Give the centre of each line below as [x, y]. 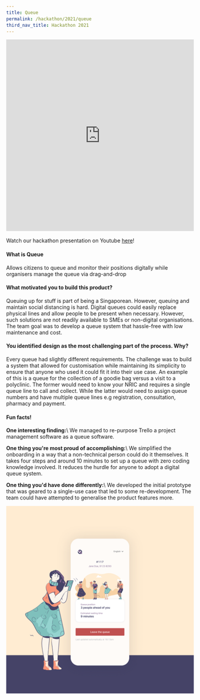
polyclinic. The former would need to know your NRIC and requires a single [98, 385]
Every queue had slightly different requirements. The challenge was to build [99, 359]
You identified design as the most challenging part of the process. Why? [97, 346]
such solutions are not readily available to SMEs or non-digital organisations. [100, 320]
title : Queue [22, 12]
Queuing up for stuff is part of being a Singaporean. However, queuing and [98, 301]
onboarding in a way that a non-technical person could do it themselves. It [97, 455]
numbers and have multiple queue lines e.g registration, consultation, [91, 397]
